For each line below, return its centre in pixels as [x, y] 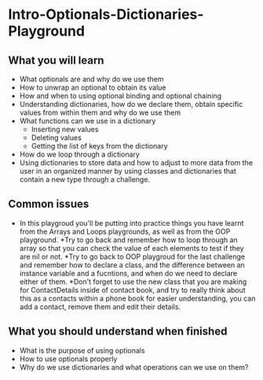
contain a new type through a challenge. [85, 179]
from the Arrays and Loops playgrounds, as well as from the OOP [125, 231]
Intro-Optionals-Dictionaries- [106, 15]
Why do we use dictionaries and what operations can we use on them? [134, 367]
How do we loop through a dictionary [79, 154]
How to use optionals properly [68, 359]
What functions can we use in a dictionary [88, 121]
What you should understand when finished [118, 332]
